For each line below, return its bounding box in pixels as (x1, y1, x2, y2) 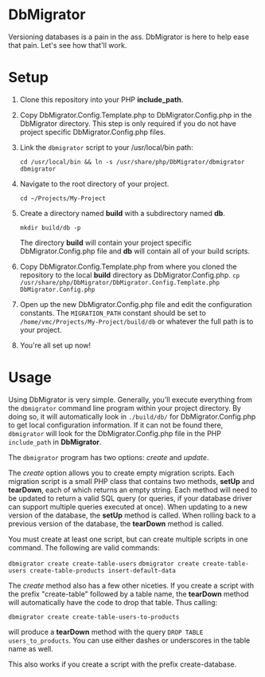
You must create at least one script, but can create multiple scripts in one (8, 534, 248, 544)
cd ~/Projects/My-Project (19, 194, 106, 203)
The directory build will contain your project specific (19, 238, 193, 247)
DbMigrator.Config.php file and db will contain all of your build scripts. (19, 246, 251, 256)
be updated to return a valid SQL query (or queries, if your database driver (8, 493, 252, 503)
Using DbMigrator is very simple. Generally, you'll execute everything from (8, 395, 253, 404)
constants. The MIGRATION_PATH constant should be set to (19, 308, 207, 317)
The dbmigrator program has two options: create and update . (8, 452, 209, 462)
